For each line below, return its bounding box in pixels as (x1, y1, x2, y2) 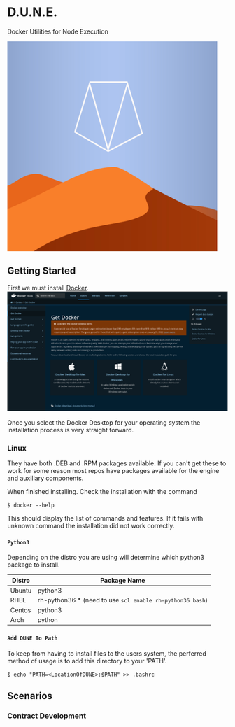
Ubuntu (10, 586, 32, 595)
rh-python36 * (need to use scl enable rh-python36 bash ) (37, 596, 208, 605)
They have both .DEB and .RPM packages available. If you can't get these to (7, 459, 227, 467)
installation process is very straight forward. (7, 425, 134, 434)
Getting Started (7, 265, 76, 277)
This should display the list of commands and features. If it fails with (7, 514, 204, 523)
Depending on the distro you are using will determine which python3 (7, 553, 205, 562)
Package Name (100, 576, 145, 584)
